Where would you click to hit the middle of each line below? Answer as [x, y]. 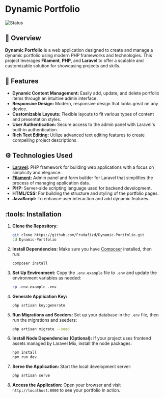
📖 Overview [23, 38]
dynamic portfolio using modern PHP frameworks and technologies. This [79, 55]
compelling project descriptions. [45, 140]
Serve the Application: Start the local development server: [72, 367]
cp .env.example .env [34, 287]
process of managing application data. [51, 183]
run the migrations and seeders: [44, 320]
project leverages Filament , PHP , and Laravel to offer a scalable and [74, 61]
